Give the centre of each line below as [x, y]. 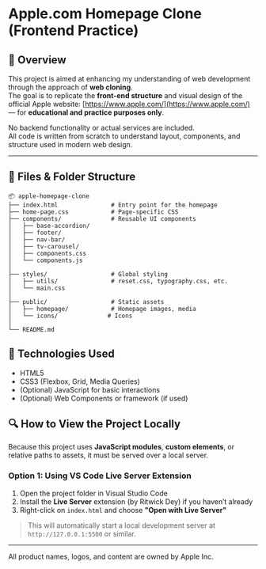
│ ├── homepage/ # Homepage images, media [102, 309]
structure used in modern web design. [70, 144]
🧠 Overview [37, 60]
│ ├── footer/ [35, 233]
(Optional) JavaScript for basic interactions [90, 389]
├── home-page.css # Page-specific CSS [93, 212]
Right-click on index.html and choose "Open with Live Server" [123, 510]
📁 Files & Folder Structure [72, 177]
